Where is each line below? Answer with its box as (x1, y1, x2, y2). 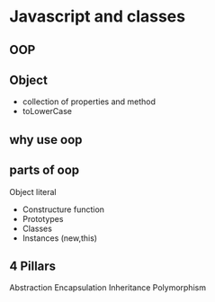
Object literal (9, 186, 57, 197)
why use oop (9, 132, 83, 147)
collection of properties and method (22, 96, 156, 107)
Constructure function (22, 204, 105, 215)
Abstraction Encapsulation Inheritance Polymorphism (9, 282, 207, 293)
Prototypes (22, 213, 64, 224)
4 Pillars (9, 258, 57, 273)
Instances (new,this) (22, 232, 97, 244)
